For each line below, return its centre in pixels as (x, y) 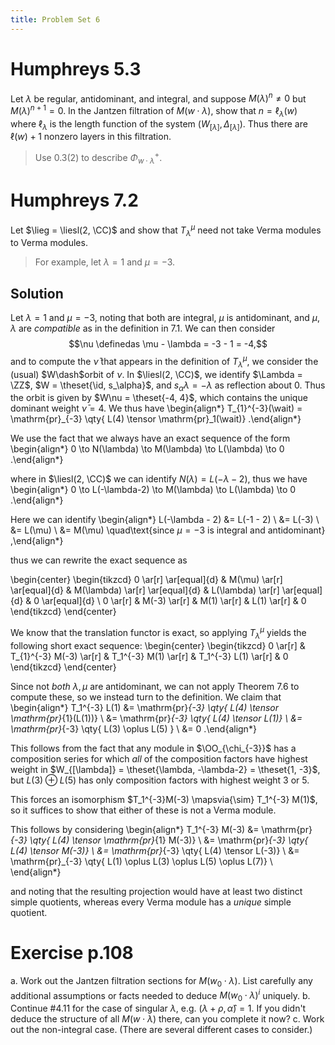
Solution (37, 293)
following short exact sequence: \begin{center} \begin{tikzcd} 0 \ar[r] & (158, 645)
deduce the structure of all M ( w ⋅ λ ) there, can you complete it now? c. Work (167, 1019)
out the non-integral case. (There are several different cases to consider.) (161, 1030)
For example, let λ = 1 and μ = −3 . (105, 262)
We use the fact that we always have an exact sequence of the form (150, 438)
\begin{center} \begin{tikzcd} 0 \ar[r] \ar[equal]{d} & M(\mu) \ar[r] (146, 580)
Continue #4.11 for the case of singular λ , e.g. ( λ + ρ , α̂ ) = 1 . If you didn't (158, 1008)
